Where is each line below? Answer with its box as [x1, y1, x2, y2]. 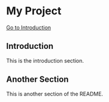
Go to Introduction [6, 24, 52, 31]
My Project [6, 4, 62, 18]
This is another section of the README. [6, 90, 104, 97]
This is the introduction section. [6, 57, 84, 64]
